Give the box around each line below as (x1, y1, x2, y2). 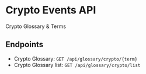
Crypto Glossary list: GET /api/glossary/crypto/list (13, 61, 141, 68)
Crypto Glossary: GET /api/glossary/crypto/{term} (13, 55, 138, 62)
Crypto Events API (5, 3, 96, 17)
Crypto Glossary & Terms (5, 23, 67, 30)
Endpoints (5, 40, 44, 50)
